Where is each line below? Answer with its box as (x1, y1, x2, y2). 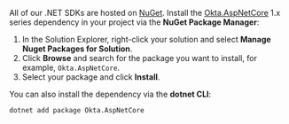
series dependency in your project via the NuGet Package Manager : (9, 17, 260, 27)
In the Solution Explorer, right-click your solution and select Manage (21, 35, 272, 44)
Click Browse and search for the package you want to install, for (21, 53, 257, 63)
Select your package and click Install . (21, 72, 160, 82)
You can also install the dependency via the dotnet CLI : (9, 89, 212, 99)
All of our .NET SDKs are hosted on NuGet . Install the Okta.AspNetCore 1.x (9, 8, 281, 18)
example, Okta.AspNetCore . (21, 62, 120, 73)
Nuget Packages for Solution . (21, 43, 133, 54)
